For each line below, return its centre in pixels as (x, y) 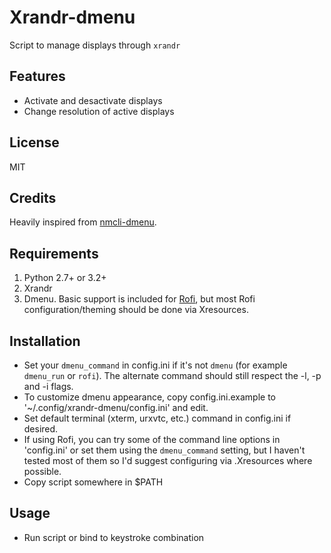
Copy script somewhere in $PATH (93, 482)
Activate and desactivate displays (93, 100)
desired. (41, 429)
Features (37, 76)
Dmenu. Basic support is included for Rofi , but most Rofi (139, 299)
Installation (45, 341)
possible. (42, 471)
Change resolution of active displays (99, 111)
